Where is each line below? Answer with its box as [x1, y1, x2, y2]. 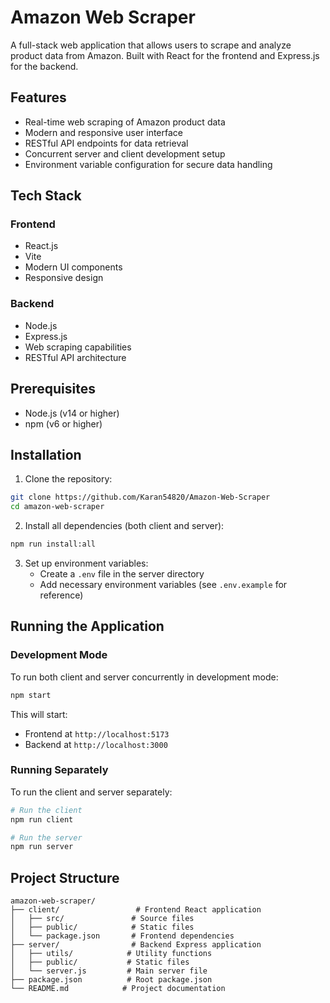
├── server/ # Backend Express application [10, 940, 262, 950]
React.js [24, 240, 59, 252]
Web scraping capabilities [24, 341, 132, 353]
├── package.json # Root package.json [10, 975, 213, 985]
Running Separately [10, 763, 109, 777]
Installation [10, 446, 82, 463]
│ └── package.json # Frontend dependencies [10, 931, 235, 941]
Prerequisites [10, 381, 96, 398]
